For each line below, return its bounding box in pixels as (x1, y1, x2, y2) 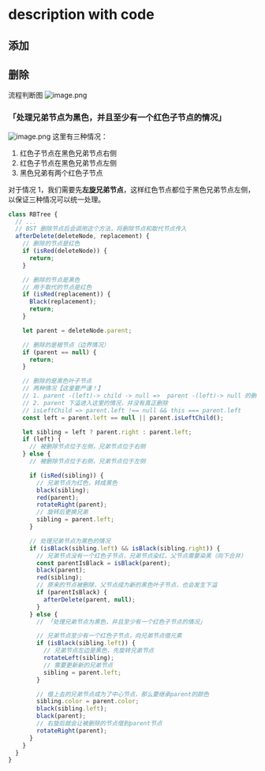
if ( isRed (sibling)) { (28, 471, 104, 479)
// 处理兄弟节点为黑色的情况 (28, 537, 111, 545)
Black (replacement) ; (28, 298, 97, 306)
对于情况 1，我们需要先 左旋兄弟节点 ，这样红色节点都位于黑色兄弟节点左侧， (8, 184, 255, 194)
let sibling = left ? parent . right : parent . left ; (22, 428, 192, 436)
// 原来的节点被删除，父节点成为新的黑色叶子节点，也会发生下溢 (36, 581, 218, 589)
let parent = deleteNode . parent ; (22, 326, 132, 334)
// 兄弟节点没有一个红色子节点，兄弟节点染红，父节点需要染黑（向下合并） (36, 552, 247, 560)
